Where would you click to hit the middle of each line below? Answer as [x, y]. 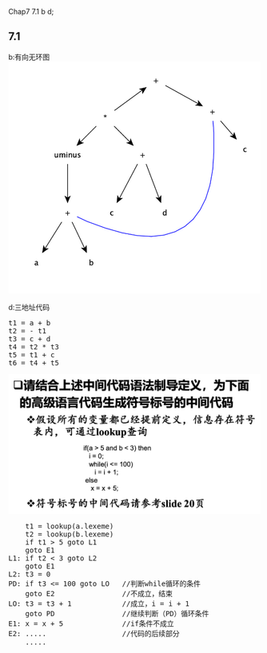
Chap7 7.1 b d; [31, 12]
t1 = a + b [30, 323]
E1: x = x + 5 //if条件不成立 [91, 623]
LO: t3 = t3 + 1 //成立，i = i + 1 [99, 603]
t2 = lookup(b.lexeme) [70, 534]
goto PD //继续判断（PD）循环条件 [117, 613]
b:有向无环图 [29, 57]
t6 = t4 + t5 [34, 362]
